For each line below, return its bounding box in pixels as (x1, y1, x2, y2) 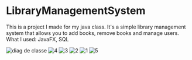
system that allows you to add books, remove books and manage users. (6, 29, 180, 36)
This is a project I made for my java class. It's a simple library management (6, 23, 186, 30)
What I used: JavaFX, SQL (6, 36, 69, 43)
